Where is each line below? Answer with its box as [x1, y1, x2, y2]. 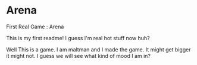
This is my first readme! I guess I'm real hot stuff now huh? [6, 34, 150, 41]
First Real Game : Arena [6, 23, 64, 30]
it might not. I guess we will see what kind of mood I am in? [6, 52, 151, 59]
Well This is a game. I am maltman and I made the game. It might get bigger [6, 45, 192, 53]
